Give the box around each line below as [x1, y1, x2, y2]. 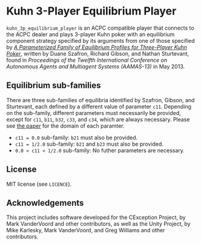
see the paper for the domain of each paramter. [6, 122, 125, 129]
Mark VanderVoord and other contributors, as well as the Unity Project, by [6, 220, 191, 227]
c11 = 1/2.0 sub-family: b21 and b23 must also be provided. [15, 140, 163, 148]
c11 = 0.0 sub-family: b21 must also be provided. [15, 134, 138, 141]
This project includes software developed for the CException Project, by [6, 214, 186, 221]
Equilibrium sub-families [6, 80, 101, 91]
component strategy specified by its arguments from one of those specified [6, 37, 195, 44]
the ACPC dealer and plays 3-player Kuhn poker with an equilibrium [6, 30, 175, 38]
